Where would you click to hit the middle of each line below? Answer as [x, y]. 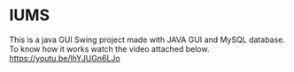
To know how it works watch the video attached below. [109, 48]
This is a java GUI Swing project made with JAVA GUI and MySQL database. [147, 40]
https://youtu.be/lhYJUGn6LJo [65, 58]
